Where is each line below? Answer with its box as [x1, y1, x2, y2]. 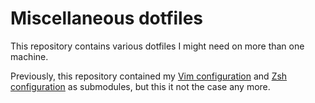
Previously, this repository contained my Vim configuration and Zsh [10, 70, 288, 82]
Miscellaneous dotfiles [10, 7, 204, 30]
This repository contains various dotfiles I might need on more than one [10, 40, 305, 52]
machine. [10, 50, 49, 62]
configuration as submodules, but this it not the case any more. [10, 80, 271, 92]
